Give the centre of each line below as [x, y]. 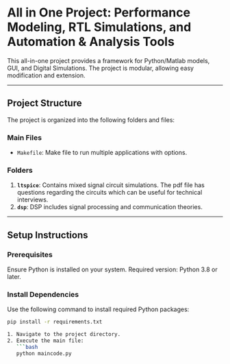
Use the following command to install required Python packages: [98, 309]
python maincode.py [44, 353]
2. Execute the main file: [46, 341]
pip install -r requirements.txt [55, 322]
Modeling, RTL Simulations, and [99, 27]
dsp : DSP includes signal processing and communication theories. [110, 207]
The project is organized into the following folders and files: [91, 120]
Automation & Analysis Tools [91, 42]
